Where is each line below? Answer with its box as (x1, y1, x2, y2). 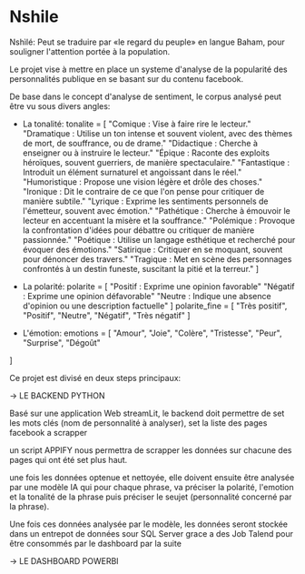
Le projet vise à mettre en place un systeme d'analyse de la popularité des (9, 64, 288, 75)
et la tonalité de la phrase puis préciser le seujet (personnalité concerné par (9, 491, 292, 502)
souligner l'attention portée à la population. (9, 45, 171, 56)
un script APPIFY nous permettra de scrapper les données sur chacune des (9, 444, 292, 456)
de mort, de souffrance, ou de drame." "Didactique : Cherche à (22, 137, 259, 148)
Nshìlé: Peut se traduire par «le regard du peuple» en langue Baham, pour (9, 36, 285, 47)
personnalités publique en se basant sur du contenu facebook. (9, 73, 244, 84)
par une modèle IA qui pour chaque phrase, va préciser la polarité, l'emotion (9, 481, 295, 492)
